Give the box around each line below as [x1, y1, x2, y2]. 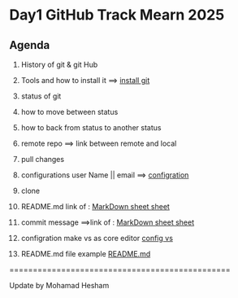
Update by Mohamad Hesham [9, 281, 110, 290]
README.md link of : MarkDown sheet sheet [20, 202, 170, 211]
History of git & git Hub [20, 59, 98, 69]
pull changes [20, 155, 64, 164]
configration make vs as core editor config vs [20, 234, 174, 243]
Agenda [9, 38, 50, 52]
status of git [20, 91, 62, 101]
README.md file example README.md [20, 249, 151, 258]
